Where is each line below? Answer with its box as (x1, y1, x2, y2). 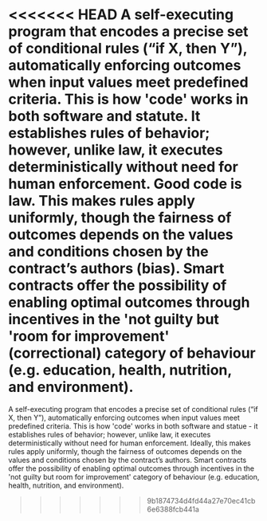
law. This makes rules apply (8, 192, 195, 210)
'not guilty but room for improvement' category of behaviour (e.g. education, (8, 472, 260, 481)
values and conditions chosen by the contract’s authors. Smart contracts (8, 455, 247, 464)
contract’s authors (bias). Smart (8, 260, 225, 278)
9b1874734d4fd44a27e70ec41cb (147, 496, 256, 505)
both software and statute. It (8, 108, 201, 125)
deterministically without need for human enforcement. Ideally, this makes (8, 438, 251, 448)
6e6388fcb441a (147, 504, 199, 514)
